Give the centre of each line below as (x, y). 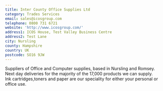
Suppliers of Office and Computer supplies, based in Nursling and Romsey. (80, 69)
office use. (16, 84)
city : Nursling (20, 41)
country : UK (17, 50)
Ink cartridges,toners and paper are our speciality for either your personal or (81, 79)
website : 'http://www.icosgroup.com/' (44, 28)
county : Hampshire (24, 46)
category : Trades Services (32, 14)
